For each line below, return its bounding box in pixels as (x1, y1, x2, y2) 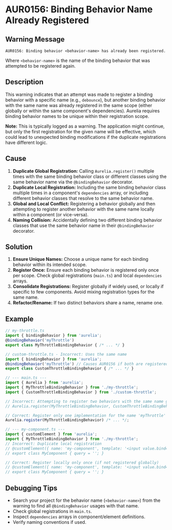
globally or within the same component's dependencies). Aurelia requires (5, 108, 160, 114)
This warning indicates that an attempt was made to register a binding (5, 91, 153, 97)
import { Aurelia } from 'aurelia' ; (5, 380, 83, 385)
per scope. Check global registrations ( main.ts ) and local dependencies (12, 273, 162, 279)
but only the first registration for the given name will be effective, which (5, 128, 156, 134)
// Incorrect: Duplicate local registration (5, 441, 102, 446)
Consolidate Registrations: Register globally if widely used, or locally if (12, 283, 164, 290)
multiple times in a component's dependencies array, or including (12, 190, 148, 196)
